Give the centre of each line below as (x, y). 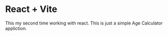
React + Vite (31, 9)
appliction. (16, 28)
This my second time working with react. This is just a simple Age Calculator (84, 23)
